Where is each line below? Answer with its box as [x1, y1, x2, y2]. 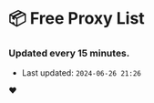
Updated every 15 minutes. [8, 47, 130, 60]
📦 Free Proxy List [8, 8, 145, 29]
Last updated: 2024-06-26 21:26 [21, 67, 142, 78]
